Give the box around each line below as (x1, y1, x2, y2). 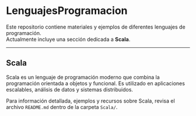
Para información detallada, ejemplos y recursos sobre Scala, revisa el (6, 97, 175, 104)
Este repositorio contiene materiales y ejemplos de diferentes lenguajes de (6, 23, 185, 30)
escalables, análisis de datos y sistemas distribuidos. (6, 86, 133, 93)
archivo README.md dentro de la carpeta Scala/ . (6, 103, 118, 110)
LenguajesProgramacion (6, 4, 128, 17)
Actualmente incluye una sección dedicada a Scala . (6, 36, 131, 43)
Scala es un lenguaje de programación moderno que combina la (6, 73, 160, 80)
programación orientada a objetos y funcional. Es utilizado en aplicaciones (6, 80, 185, 87)
